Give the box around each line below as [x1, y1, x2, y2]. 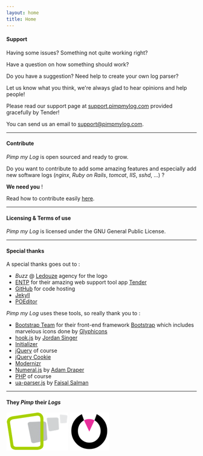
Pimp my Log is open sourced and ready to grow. [6, 153, 129, 160]
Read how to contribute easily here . [6, 194, 95, 202]
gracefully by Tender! [6, 109, 60, 116]
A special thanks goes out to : [6, 260, 80, 268]
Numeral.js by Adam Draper [14, 366, 85, 374]
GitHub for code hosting [14, 285, 76, 292]
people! [6, 91, 25, 98]
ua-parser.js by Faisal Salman [14, 379, 89, 387]
